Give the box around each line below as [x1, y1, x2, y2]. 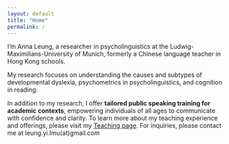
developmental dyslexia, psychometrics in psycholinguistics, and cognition [7, 78, 223, 87]
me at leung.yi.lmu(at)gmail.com [7, 129, 100, 137]
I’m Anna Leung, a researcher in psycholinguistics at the [7, 43, 169, 51]
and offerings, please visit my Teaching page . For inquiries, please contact [7, 122, 222, 130]
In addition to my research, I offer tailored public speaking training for [7, 99, 211, 108]
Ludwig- [170, 43, 194, 51]
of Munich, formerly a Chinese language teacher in [74, 50, 221, 58]
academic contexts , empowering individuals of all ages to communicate [7, 106, 216, 115]
